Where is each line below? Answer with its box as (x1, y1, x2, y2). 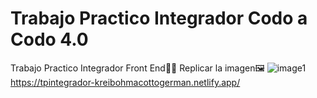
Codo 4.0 (10, 28, 89, 51)
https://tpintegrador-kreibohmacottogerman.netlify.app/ (10, 76, 241, 88)
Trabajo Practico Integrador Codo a (10, 7, 308, 30)
